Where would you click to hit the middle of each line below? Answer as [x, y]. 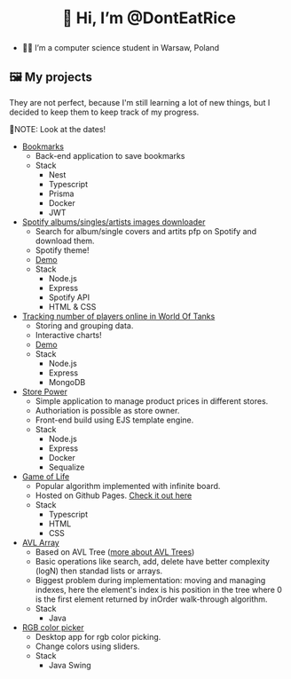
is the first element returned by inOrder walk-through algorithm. [151, 599]
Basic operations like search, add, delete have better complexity [153, 561]
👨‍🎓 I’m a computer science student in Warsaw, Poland [121, 48]
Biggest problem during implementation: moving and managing [150, 580]
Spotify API [69, 297]
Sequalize [67, 467]
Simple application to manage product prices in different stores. [152, 401]
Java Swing [70, 665]
